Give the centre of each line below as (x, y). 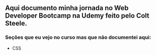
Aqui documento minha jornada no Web (67, 8)
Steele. (16, 23)
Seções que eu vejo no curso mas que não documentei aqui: (78, 37)
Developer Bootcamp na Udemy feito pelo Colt (77, 16)
